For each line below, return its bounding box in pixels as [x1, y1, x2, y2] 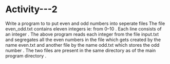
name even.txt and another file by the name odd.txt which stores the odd [5, 42, 160, 48]
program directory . [5, 52, 47, 59]
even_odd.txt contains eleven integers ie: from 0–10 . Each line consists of [5, 25, 162, 31]
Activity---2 [5, 4, 58, 15]
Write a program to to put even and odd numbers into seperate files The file [5, 20, 165, 26]
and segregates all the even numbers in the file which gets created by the [5, 37, 161, 43]
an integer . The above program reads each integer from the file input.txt [5, 31, 159, 37]
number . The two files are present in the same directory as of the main [5, 47, 156, 53]
